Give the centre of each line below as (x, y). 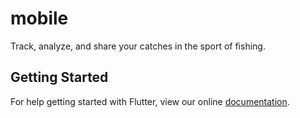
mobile (39, 18)
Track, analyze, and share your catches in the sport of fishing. (138, 46)
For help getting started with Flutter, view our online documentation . (150, 101)
